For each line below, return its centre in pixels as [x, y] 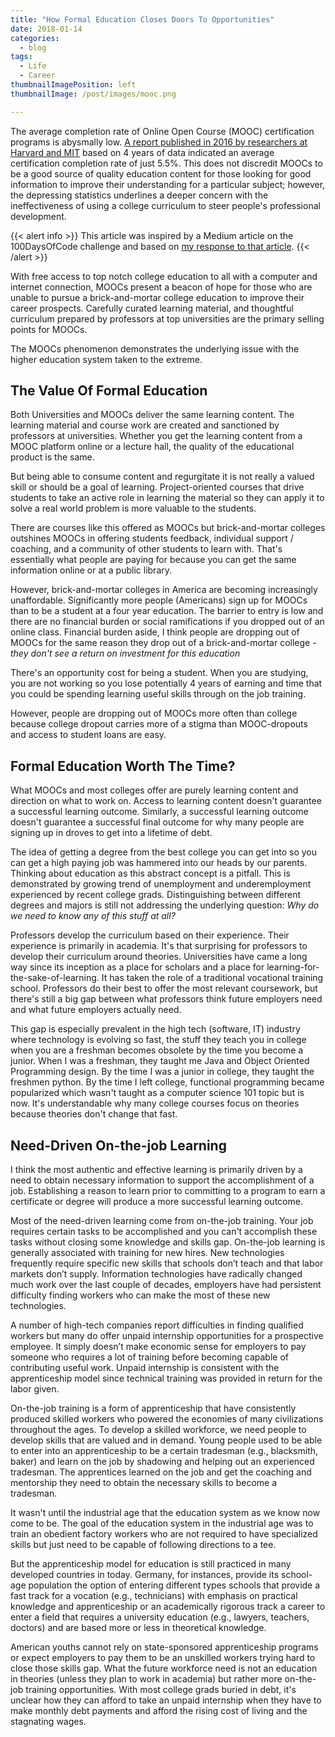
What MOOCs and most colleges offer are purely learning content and [154, 790]
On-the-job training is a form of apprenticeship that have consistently [153, 1408]
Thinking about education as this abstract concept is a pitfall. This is [150, 873]
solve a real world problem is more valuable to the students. [133, 508]
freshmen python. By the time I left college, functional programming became [167, 1082]
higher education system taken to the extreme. [106, 359]
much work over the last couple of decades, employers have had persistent [166, 1285]
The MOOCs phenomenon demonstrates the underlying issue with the [155, 348]
